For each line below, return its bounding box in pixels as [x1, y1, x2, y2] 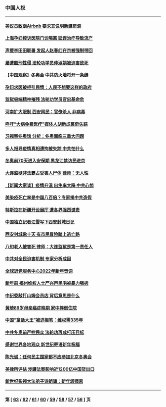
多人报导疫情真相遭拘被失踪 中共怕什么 [5, 145, 84, 152]
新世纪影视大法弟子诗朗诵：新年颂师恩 [5, 378, 83, 384]
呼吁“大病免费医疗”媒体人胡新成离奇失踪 [5, 121, 88, 127]
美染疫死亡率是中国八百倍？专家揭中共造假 [5, 195, 92, 201]
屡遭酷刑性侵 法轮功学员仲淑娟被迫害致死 [5, 59, 89, 65]
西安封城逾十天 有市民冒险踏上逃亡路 [5, 231, 80, 237]
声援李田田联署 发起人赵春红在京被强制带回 [5, 48, 93, 53]
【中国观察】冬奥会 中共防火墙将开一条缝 [5, 72, 89, 78]
